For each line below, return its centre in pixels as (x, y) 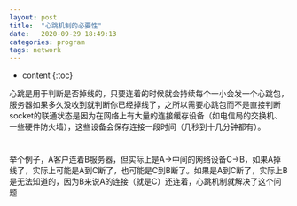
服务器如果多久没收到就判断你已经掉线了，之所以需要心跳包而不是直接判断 (145, 105)
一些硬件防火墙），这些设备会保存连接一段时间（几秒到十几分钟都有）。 (137, 127)
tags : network (35, 50)
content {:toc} (47, 75)
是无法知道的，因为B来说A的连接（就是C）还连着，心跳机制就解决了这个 (142, 181)
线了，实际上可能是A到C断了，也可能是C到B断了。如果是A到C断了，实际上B (148, 171)
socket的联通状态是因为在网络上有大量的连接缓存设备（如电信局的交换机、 (145, 116)
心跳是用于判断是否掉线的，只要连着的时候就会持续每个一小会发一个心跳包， (149, 94)
